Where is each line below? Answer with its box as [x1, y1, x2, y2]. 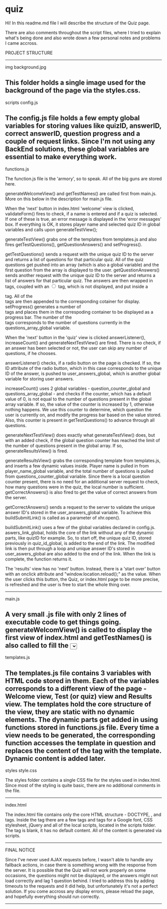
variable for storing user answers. [5, 375, 75, 381]
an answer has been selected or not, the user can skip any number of [5, 345, 148, 351]
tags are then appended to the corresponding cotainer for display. [5, 298, 141, 304]
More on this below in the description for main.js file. [5, 195, 113, 202]
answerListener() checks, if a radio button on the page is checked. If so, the [5, 360, 161, 366]
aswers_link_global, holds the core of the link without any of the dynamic [5, 530, 154, 536]
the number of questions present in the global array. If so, [5, 443, 123, 449]
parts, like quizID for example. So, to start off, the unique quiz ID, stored [5, 535, 152, 541]
